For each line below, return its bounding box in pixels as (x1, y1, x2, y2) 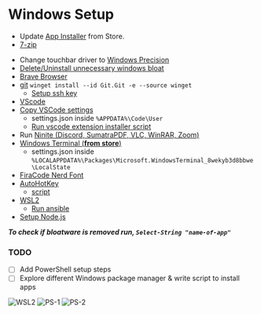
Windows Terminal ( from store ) (19, 138, 122, 148)
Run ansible (31, 203, 70, 213)
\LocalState (31, 163, 71, 171)
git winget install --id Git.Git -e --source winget (19, 80, 193, 89)
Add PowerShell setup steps (19, 265, 112, 274)
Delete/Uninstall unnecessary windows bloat (19, 63, 164, 72)
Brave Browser (19, 71, 68, 81)
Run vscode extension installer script (31, 122, 152, 131)
